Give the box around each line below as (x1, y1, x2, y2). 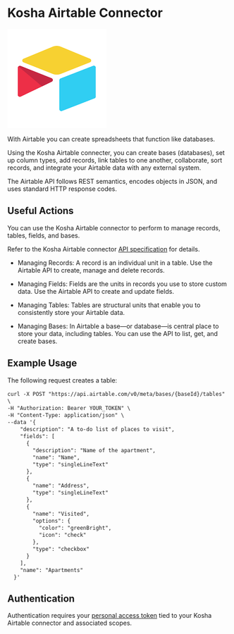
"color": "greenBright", (38, 524, 112, 531)
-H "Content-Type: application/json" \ (7, 411, 125, 418)
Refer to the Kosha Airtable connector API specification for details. (7, 244, 200, 253)
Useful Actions (7, 205, 74, 217)
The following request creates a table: (7, 375, 118, 385)
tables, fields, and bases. (7, 231, 80, 240)
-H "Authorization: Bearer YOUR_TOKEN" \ (7, 404, 131, 411)
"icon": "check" (38, 531, 87, 538)
